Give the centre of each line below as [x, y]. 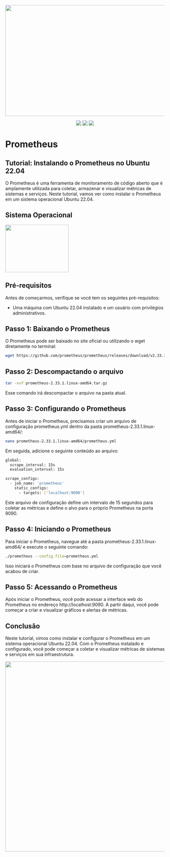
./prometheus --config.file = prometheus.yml [52, 556]
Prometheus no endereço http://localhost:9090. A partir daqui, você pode [82, 605]
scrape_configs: [22, 479]
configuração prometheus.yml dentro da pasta [54, 426]
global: [13, 460]
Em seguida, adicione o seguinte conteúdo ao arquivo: [62, 451]
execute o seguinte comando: [57, 547]
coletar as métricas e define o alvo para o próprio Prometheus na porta [79, 508]
